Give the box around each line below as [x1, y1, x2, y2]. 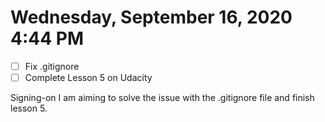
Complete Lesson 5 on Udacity [24, 72, 153, 83]
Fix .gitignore [24, 60, 80, 72]
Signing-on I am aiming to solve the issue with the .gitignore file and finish [10, 92, 315, 104]
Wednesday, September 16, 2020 [10, 6, 293, 29]
